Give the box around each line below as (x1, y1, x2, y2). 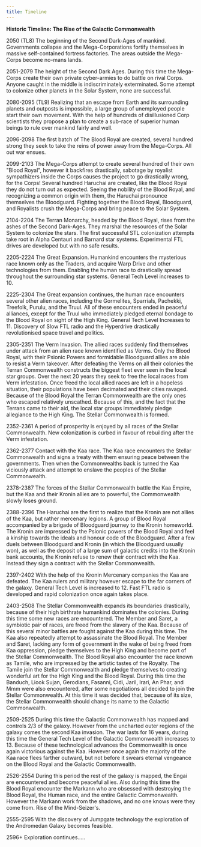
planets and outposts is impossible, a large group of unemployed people (6, 105, 185, 112)
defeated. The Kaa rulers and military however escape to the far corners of (6, 577, 191, 584)
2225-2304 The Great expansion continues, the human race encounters (6, 291, 185, 298)
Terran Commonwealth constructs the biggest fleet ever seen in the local (6, 366, 187, 373)
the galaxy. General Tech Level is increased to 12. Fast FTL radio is (6, 584, 171, 591)
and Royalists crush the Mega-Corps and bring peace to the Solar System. (6, 205, 190, 212)
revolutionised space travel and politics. (6, 329, 105, 336)
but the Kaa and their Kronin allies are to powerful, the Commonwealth (6, 490, 180, 497)
